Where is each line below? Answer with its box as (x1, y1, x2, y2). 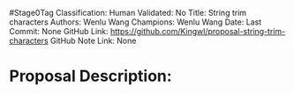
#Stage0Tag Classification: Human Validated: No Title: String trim (9, 8, 247, 18)
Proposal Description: (9, 66, 172, 86)
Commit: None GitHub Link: (9, 26, 109, 36)
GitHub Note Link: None (49, 35, 137, 46)
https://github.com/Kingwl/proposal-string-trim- (109, 26, 286, 36)
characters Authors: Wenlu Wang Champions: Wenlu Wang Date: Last (9, 17, 262, 27)
